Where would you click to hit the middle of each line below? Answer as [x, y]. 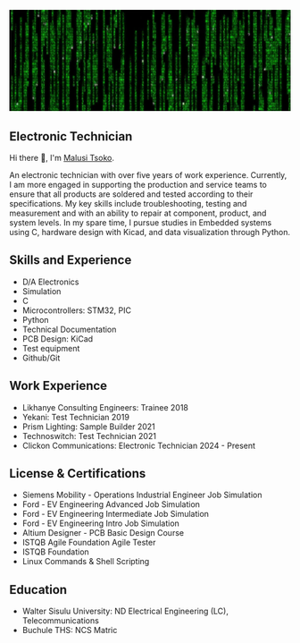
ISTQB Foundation [55, 552]
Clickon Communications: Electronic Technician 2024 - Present [139, 445]
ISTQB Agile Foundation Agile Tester [89, 543]
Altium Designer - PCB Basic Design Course [103, 533]
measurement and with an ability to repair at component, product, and [138, 213]
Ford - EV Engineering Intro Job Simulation [101, 523]
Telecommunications [61, 621]
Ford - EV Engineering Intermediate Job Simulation [116, 514]
